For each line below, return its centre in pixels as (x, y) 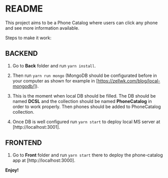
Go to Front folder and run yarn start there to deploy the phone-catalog (88, 155)
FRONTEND (24, 143)
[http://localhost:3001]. (36, 127)
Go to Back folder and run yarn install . (54, 65)
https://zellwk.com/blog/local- (129, 80)
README (24, 9)
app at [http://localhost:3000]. (44, 160)
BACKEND (22, 54)
